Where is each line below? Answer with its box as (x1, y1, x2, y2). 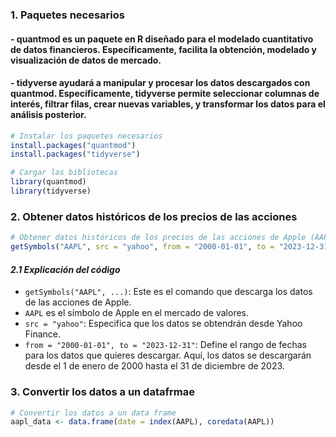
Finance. (24, 328, 62, 340)
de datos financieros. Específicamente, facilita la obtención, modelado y (10, 43, 318, 55)
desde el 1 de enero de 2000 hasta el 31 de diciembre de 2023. (24, 360, 285, 372)
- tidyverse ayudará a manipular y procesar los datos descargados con (10, 77, 311, 89)
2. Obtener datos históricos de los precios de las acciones (10, 209, 298, 223)
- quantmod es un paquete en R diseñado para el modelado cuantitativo (10, 33, 314, 45)
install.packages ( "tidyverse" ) (10, 149, 141, 160)
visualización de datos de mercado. (10, 54, 162, 66)
